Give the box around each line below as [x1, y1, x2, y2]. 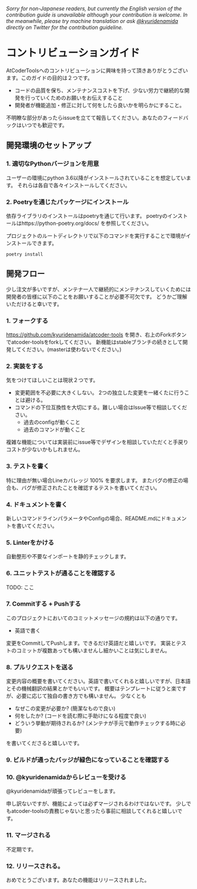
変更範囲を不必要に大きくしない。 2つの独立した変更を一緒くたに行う [14, 389, 185, 396]
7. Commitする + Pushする [6, 600, 81, 608]
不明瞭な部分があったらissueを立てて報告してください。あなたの [6, 114, 163, 121]
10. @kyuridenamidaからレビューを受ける [6, 773, 126, 781]
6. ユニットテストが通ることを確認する [6, 569, 116, 577]
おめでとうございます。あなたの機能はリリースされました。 [6, 876, 150, 883]
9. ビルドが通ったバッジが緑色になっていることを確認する [6, 756, 169, 764]
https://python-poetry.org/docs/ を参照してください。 [21, 220, 152, 227]
